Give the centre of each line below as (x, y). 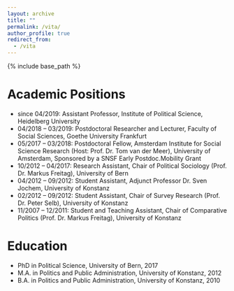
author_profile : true (39, 33)
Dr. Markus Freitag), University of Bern (73, 173)
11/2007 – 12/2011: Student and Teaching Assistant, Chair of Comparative (122, 210)
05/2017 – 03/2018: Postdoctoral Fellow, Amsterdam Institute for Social (119, 143)
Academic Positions (66, 94)
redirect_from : (29, 40)
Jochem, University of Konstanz (64, 188)
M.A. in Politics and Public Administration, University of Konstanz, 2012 (119, 273)
